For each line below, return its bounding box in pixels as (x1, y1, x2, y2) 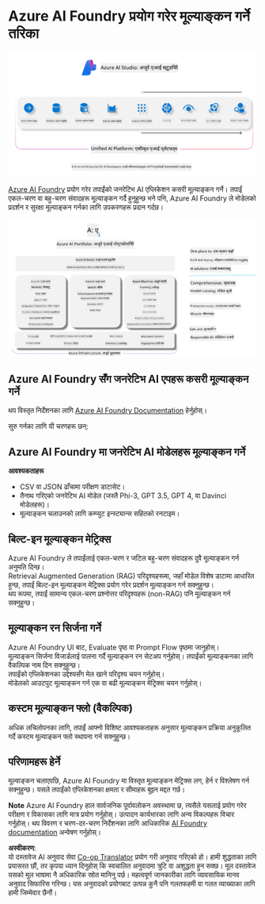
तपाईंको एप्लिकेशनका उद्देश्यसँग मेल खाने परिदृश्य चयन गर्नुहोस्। (8, 669, 165, 679)
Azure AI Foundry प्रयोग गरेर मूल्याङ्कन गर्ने (8, 7, 251, 25)
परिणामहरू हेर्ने (8, 755, 61, 768)
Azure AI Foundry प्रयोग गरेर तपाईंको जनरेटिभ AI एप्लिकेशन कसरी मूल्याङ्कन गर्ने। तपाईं (8, 184, 243, 193)
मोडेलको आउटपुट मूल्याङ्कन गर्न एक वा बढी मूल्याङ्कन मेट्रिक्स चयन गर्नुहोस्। (8, 678, 203, 688)
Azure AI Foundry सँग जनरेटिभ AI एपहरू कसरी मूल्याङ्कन (8, 372, 249, 385)
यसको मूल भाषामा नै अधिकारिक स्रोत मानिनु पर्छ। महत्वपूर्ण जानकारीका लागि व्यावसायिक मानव (8, 870, 240, 879)
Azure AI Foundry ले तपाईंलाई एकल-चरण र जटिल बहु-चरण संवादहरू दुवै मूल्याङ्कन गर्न (8, 553, 240, 562)
